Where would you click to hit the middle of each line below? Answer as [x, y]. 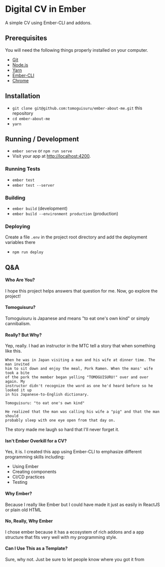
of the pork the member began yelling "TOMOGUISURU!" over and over [77, 377]
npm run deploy [28, 252]
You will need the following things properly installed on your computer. [77, 50]
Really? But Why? [23, 335]
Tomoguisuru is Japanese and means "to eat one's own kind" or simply [77, 318]
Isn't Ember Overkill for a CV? [36, 441]
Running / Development [42, 139]
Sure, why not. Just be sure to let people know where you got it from [75, 560]
